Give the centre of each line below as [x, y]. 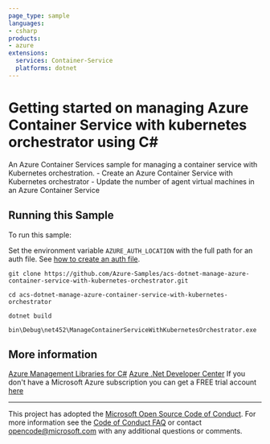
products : [25, 38]
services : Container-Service [64, 61]
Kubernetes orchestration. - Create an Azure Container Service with [121, 173]
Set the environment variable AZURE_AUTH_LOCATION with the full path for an [131, 250]
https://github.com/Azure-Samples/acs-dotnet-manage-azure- [147, 273]
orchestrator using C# [84, 142]
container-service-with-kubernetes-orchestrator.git [98, 281]
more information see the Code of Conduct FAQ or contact [105, 422]
